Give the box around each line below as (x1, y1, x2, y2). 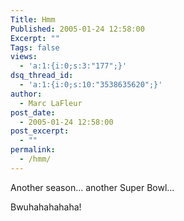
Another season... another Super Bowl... (10, 181, 175, 193)
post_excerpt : (10, 126, 70, 136)
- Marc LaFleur (19, 98, 83, 108)
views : (10, 52, 38, 62)
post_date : (10, 107, 56, 118)
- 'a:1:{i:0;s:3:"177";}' (19, 61, 128, 71)
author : (10, 89, 43, 99)
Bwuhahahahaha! (10, 201, 82, 213)
